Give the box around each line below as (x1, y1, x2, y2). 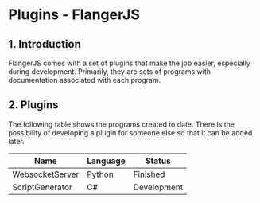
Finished (133, 169, 165, 180)
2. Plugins (8, 98, 59, 112)
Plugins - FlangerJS (8, 6, 141, 24)
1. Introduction (8, 37, 81, 51)
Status (146, 155, 171, 166)
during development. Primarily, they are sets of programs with (8, 67, 211, 76)
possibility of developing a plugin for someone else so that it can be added (8, 127, 253, 137)
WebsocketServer (12, 169, 80, 180)
